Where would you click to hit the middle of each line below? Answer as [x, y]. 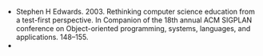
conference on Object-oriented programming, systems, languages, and [133, 28]
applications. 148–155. [52, 37]
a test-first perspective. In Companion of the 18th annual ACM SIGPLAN [134, 20]
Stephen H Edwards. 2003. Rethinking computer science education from [135, 12]
